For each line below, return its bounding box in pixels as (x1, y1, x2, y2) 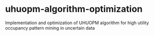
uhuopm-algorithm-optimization (5, 3, 143, 15)
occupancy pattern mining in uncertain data (5, 25, 95, 31)
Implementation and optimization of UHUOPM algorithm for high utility (5, 20, 150, 26)
